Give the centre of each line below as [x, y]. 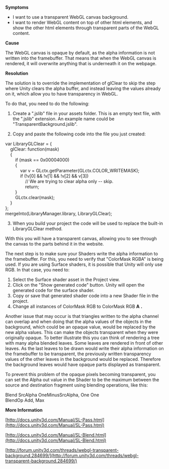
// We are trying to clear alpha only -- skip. [69, 181]
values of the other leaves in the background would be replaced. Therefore [83, 359]
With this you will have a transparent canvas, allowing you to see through [81, 239]
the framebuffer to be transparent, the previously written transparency [78, 354]
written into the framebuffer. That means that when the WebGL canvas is [81, 58]
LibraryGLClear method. [38, 229]
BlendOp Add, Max [25, 400]
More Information [24, 410]
